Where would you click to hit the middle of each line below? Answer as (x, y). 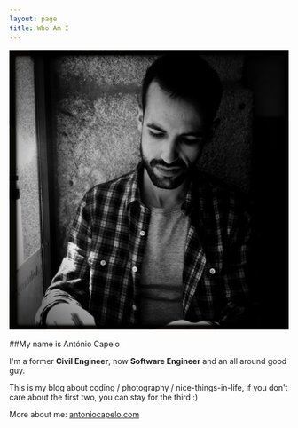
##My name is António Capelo (64, 344)
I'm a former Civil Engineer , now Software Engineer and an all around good (148, 361)
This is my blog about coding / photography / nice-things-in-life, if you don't (149, 387)
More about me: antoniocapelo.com (74, 414)
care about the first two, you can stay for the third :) (103, 397)
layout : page (33, 19)
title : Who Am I (39, 28)
